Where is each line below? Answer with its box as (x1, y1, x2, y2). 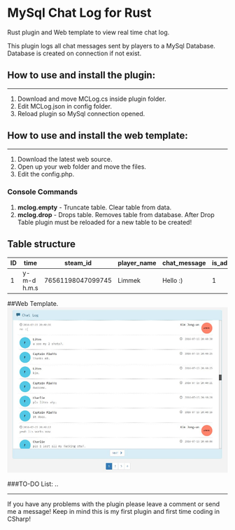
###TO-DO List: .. (7, 480, 59, 488)
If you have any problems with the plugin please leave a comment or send (7, 499, 220, 508)
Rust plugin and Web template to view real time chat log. (7, 28, 170, 36)
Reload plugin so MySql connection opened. (17, 109, 145, 118)
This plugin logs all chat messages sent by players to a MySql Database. (7, 41, 215, 50)
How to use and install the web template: (7, 130, 188, 141)
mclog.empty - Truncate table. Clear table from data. (17, 203, 172, 211)
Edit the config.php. (17, 169, 75, 178)
